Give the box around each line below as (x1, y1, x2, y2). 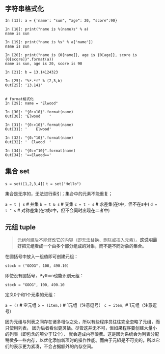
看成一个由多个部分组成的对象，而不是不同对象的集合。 (34, 243, 146, 249)
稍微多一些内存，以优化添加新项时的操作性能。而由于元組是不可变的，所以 (5, 337, 156, 343)
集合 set (5, 167, 29, 176)
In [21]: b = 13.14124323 (5, 69, 58, 75)
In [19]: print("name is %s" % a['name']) (5, 39, 93, 44)
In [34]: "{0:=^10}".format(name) (5, 148, 76, 153)
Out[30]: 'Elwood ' (5, 114, 52, 119)
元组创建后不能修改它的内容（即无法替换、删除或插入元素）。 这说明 (17, 237, 153, 243)
